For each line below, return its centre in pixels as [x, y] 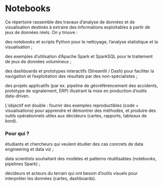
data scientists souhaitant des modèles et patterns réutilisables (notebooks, [81, 159]
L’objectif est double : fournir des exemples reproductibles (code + [72, 105]
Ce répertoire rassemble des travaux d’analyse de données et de [70, 22]
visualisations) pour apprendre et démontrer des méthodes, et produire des [81, 111]
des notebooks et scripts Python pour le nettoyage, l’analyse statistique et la [81, 41]
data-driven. [18, 96]
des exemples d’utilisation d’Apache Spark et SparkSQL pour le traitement [79, 56]
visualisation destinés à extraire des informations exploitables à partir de [78, 27]
